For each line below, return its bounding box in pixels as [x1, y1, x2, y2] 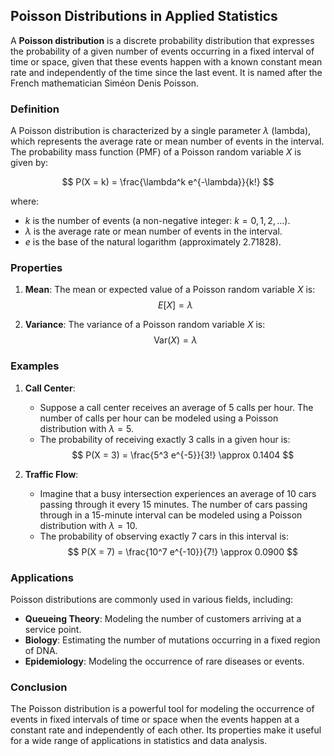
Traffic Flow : [24, 468, 79, 480]
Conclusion [10, 680, 68, 694]
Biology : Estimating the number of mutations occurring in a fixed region [24, 634, 321, 646]
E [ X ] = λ [157, 299, 193, 311]
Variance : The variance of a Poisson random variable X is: [24, 319, 266, 331]
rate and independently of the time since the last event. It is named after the [10, 66, 323, 78]
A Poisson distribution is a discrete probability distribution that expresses [10, 34, 315, 46]
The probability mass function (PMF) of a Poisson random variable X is [10, 146, 302, 158]
